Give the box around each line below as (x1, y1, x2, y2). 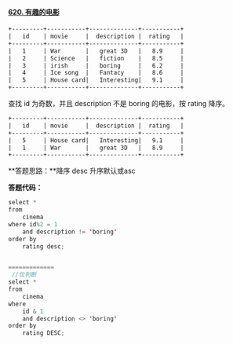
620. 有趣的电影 (8, 7, 60, 17)
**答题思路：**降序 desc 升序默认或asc (8, 166, 136, 176)
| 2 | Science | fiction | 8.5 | (8, 54, 184, 62)
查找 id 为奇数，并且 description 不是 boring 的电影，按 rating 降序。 (8, 99, 230, 108)
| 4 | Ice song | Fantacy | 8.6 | (8, 69, 184, 77)
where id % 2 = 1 (8, 220, 58, 228)
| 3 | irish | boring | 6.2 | (8, 61, 184, 70)
